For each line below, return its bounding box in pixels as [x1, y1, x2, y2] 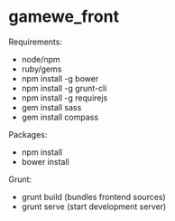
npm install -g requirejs [21, 92, 108, 103]
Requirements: [8, 36, 62, 47]
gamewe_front [8, 6, 119, 27]
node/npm [21, 53, 60, 64]
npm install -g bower [21, 72, 99, 83]
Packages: [8, 129, 48, 139]
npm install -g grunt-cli [21, 82, 107, 93]
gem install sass [21, 101, 82, 112]
